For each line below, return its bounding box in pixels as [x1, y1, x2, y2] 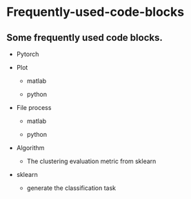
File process [16, 104, 52, 111]
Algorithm [16, 144, 45, 152]
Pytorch [16, 50, 39, 58]
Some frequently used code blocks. [6, 32, 163, 44]
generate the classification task [26, 184, 117, 192]
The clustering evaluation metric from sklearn [26, 157, 157, 165]
